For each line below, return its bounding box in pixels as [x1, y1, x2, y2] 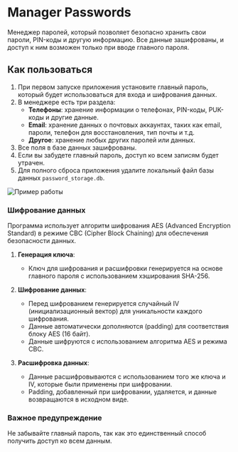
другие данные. [50, 113, 99, 121]
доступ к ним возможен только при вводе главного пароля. [7, 43, 190, 51]
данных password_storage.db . [17, 173, 105, 182]
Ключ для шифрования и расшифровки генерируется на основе [28, 264, 223, 273]
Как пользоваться [7, 63, 93, 76]
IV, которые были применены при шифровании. [28, 380, 173, 389]
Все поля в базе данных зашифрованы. [17, 143, 137, 152]
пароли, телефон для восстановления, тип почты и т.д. [28, 128, 195, 136]
